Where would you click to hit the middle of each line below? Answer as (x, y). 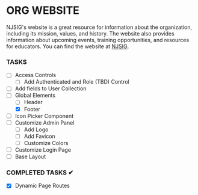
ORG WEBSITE (43, 11)
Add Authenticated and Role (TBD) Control (76, 82)
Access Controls (36, 75)
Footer (32, 109)
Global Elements (35, 95)
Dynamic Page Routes (42, 186)
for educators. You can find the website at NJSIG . (68, 46)
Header (33, 102)
